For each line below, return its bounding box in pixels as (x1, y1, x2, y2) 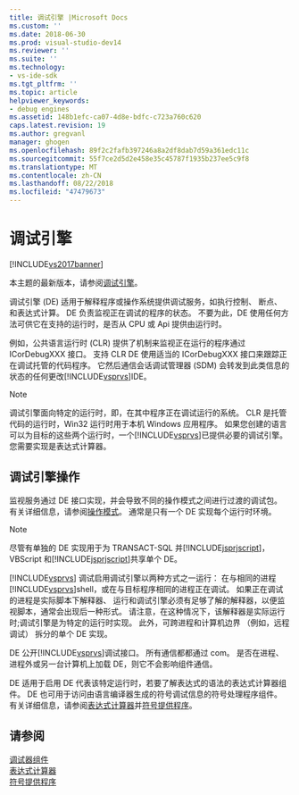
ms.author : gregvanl (9, 130, 87, 138)
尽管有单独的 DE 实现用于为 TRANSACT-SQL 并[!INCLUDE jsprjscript (9, 542, 260, 553)
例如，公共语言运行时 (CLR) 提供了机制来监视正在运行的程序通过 (9, 337, 246, 348)
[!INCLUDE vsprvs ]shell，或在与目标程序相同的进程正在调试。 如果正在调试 (9, 583, 284, 594)
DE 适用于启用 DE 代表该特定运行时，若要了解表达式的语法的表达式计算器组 (9, 677, 287, 688)
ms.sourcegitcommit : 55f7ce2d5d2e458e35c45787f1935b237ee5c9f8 (9, 154, 250, 163)
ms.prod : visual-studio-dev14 (9, 38, 122, 47)
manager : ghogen (9, 138, 70, 146)
